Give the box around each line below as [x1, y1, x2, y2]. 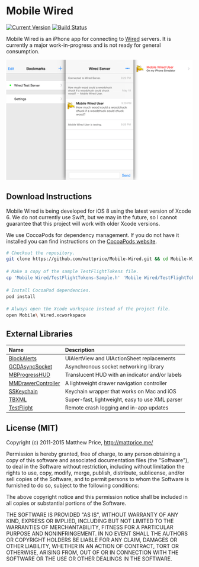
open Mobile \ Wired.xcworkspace [6, 312, 86, 318]
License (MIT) [6, 423, 59, 433]
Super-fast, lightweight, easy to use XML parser [65, 396, 183, 403]
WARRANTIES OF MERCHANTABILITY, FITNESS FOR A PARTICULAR [6, 523, 174, 531]
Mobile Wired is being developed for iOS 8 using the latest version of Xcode [6, 207, 191, 214]
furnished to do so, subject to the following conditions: [6, 482, 139, 489]
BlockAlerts [8, 354, 37, 362]
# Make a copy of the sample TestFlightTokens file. [6, 268, 139, 275]
